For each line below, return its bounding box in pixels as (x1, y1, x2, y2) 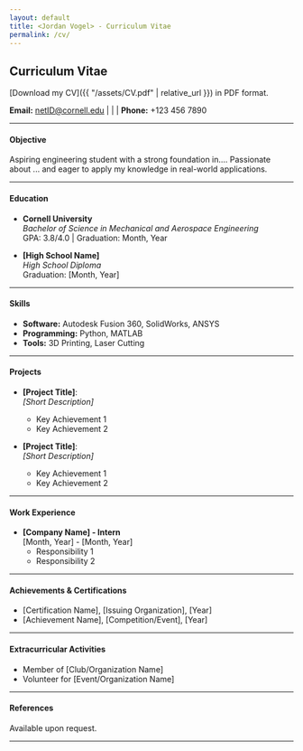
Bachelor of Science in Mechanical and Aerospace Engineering (22, 222, 259, 233)
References (9, 702, 54, 714)
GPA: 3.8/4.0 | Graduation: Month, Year (22, 232, 169, 243)
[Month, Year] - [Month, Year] (22, 537, 133, 548)
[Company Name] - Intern (22, 527, 121, 538)
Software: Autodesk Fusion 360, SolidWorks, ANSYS (22, 318, 220, 329)
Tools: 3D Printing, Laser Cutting (22, 337, 145, 348)
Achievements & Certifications (9, 585, 127, 596)
